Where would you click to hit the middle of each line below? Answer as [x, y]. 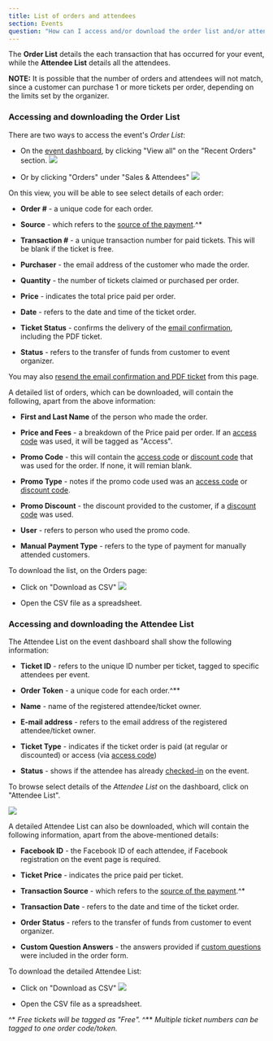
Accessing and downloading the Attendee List [102, 623]
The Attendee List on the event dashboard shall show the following [120, 641]
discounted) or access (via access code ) [88, 755]
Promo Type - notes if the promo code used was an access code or [134, 481]
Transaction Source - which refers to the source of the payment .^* [132, 890]
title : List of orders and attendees [72, 16]
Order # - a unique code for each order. [87, 208]
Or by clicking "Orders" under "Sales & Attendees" [104, 177]
